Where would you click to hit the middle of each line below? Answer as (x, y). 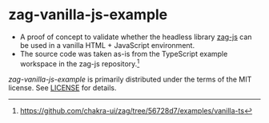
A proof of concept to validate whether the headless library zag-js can (136, 37)
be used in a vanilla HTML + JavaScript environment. (107, 45)
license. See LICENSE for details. (63, 87)
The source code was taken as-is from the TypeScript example (124, 54)
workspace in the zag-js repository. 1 (80, 63)
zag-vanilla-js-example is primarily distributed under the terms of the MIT (130, 79)
